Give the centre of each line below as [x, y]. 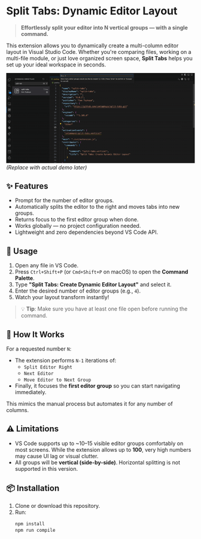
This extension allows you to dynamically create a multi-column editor [92, 45]
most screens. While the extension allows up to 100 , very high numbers [103, 449]
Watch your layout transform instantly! [62, 297]
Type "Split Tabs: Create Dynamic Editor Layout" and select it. [93, 285]
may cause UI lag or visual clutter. [57, 456]
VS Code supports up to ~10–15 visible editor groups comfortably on [99, 443]
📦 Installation [33, 488]
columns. [18, 410]
